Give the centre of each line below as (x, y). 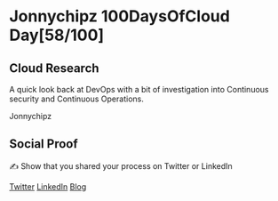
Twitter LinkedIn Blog (48, 186)
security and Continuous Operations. (76, 99)
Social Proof (44, 144)
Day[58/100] (57, 35)
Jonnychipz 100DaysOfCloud (120, 16)
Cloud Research (54, 68)
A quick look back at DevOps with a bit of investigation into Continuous (139, 89)
